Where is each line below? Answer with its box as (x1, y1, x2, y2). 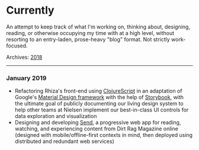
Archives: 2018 (6, 53, 43, 60)
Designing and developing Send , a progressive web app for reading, (14, 119, 181, 126)
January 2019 (6, 74, 47, 82)
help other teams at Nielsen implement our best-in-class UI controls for (14, 106, 189, 113)
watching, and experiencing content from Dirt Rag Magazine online (14, 125, 179, 132)
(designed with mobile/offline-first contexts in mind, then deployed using (14, 132, 193, 139)
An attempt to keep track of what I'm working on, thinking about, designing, (6, 23, 191, 30)
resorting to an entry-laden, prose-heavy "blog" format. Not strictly (6, 36, 170, 43)
